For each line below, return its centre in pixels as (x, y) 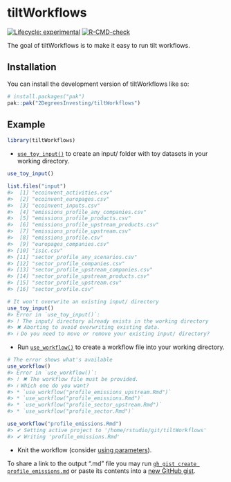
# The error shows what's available (60, 360)
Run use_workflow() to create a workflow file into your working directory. (121, 347)
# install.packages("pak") (46, 96)
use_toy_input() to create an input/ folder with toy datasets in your (112, 154)
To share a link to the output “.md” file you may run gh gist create (102, 463)
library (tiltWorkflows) (41, 141)
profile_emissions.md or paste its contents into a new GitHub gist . (101, 471)
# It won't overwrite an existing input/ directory (83, 302)
